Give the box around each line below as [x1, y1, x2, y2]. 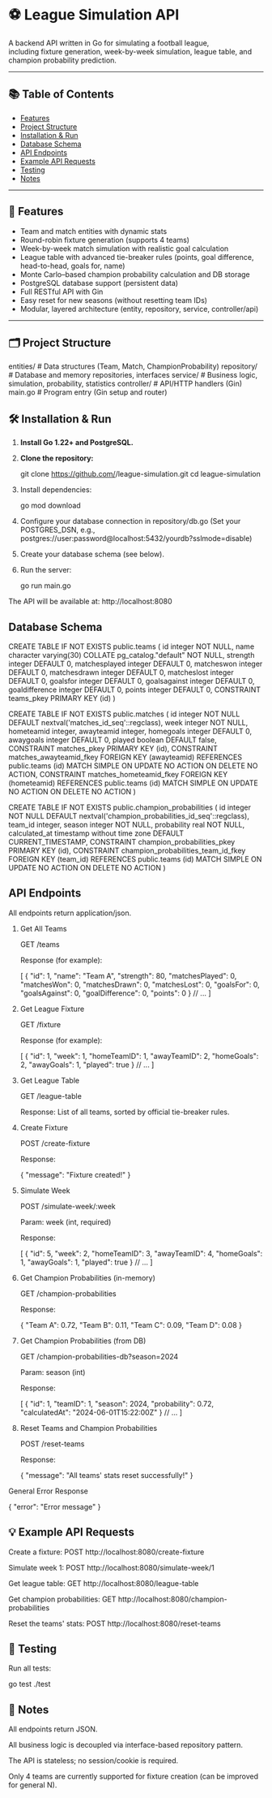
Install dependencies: [19, 485, 92, 495]
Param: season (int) [19, 1367, 86, 1377]
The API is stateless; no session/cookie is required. [8, 1756, 179, 1766]
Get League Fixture [19, 1004, 85, 1014]
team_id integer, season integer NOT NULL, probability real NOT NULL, [8, 820, 245, 829]
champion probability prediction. [8, 55, 117, 65]
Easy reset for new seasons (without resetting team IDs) [19, 295, 208, 305]
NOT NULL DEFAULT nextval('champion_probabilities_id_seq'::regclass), [8, 811, 249, 820]
